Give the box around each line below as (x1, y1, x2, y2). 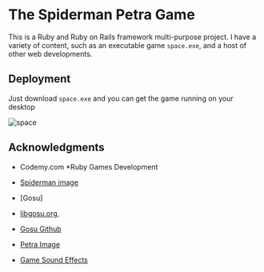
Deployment (8, 72, 71, 86)
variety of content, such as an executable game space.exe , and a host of (8, 40, 247, 50)
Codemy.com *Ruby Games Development (19, 162, 158, 171)
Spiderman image (19, 178, 78, 187)
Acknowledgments (8, 141, 106, 154)
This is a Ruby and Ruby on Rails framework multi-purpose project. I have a (8, 32, 257, 42)
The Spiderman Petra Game (8, 6, 196, 24)
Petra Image (19, 239, 61, 249)
